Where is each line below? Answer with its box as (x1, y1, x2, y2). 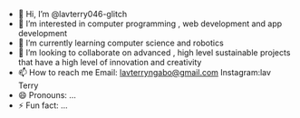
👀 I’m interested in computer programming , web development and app (17, 18, 283, 29)
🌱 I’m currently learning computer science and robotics (17, 37, 224, 48)
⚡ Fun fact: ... (17, 100, 68, 111)
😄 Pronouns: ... (17, 90, 77, 100)
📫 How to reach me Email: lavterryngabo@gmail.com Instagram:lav (17, 67, 272, 77)
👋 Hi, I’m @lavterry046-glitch (17, 9, 128, 19)
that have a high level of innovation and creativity (17, 57, 202, 67)
